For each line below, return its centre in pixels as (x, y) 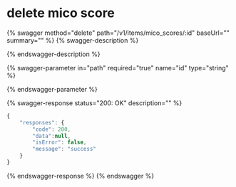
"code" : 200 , (52, 129)
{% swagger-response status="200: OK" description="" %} (94, 103)
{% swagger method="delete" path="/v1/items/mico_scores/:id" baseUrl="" (118, 33)
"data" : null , (52, 136)
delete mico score (61, 13)
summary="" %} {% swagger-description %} (73, 40)
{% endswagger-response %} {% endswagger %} (81, 176)
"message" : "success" (65, 149)
